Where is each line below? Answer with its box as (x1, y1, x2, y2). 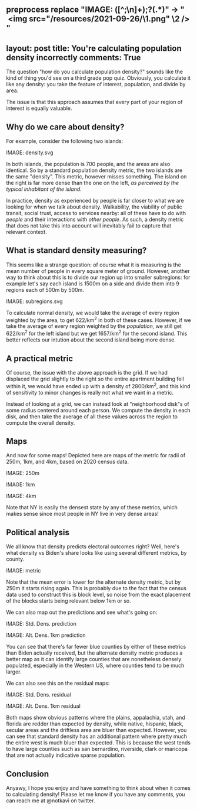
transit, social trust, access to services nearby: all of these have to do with (6, 210, 186, 217)
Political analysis (6, 527, 69, 537)
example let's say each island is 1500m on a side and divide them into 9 (6, 280, 179, 287)
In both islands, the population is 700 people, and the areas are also (6, 161, 171, 168)
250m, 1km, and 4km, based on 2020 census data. (6, 458, 129, 466)
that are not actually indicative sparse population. (6, 752, 126, 759)
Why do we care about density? (6, 122, 125, 132)
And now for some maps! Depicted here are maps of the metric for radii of (6, 452, 186, 459)
